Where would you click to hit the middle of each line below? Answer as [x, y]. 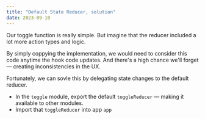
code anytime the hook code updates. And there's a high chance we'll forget [103, 60]
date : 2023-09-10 [28, 18]
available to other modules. [49, 103]
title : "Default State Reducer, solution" [61, 12]
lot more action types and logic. [46, 41]
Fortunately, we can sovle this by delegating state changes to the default [98, 78]
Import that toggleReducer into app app [63, 109]
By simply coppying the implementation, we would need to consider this [97, 53]
